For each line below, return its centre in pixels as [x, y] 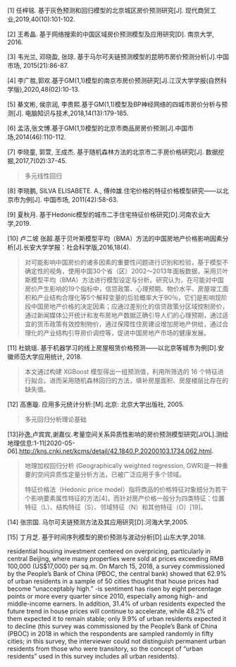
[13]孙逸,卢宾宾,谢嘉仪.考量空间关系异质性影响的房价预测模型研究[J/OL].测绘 [118, 434]
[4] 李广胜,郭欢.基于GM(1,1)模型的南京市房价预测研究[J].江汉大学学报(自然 [114, 80]
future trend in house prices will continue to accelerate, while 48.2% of [110, 611]
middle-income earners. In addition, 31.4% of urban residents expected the [117, 603]
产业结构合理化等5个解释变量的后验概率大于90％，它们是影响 [126, 298]
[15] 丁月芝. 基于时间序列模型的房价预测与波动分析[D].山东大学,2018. [106, 537]
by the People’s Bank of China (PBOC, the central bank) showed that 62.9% [117, 573]
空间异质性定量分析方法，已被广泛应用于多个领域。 [111, 474]
